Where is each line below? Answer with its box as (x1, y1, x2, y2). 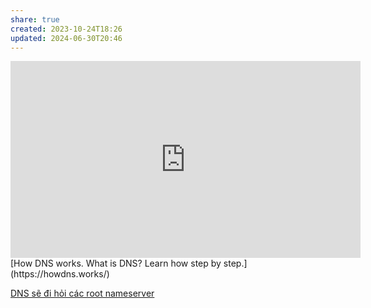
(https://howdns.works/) (10, 268, 110, 280)
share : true (10, 14, 60, 25)
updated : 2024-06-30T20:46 (10, 33, 123, 43)
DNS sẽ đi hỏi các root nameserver (10, 287, 155, 300)
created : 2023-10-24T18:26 (10, 24, 123, 34)
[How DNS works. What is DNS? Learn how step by (10, 257, 222, 270)
